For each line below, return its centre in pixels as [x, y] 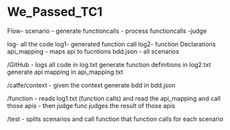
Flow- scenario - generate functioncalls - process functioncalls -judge [107, 31]
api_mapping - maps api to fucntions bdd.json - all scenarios [93, 51]
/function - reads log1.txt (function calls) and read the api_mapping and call [114, 98]
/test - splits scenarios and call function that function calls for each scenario [115, 119]
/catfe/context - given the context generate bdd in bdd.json [91, 85]
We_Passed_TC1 [55, 12]
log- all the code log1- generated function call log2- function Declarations [112, 44]
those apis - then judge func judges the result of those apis [91, 105]
